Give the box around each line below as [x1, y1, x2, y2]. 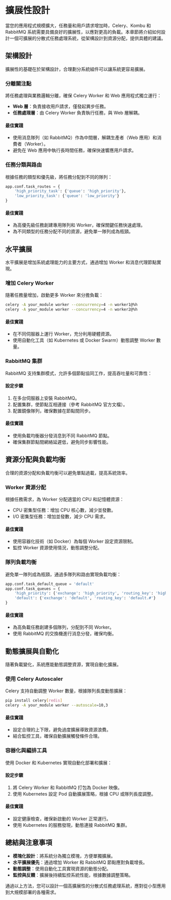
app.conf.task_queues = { [5, 586, 60, 591]
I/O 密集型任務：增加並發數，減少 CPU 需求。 [12, 514, 108, 520]
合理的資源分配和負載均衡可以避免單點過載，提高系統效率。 [5, 469, 130, 476]
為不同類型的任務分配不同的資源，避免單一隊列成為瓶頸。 [12, 229, 133, 235]
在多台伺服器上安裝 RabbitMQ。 [12, 395, 80, 401]
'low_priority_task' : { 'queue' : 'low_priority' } [14, 193, 120, 199]
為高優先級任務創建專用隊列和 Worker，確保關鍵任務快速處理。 [12, 222, 146, 228]
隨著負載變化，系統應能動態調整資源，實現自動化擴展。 [5, 661, 121, 667]
